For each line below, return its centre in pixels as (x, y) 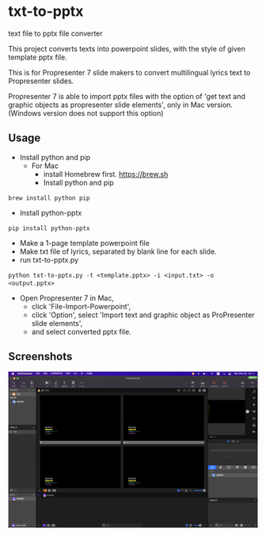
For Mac (45, 166)
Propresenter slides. (41, 81)
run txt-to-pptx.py (49, 259)
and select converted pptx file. (82, 331)
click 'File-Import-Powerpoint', (81, 306)
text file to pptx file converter (55, 33)
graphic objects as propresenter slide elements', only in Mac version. (121, 105)
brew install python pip (49, 198)
